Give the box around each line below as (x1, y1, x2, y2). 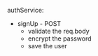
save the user (27, 42, 68, 50)
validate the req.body (27, 27, 90, 35)
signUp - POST (17, 20, 62, 27)
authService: (7, 6, 44, 14)
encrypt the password (27, 34, 92, 43)
